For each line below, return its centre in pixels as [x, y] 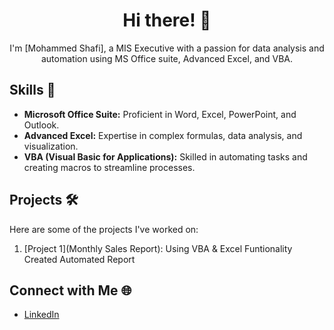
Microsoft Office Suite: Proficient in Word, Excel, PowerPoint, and [160, 114]
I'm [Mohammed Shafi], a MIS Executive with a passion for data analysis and [167, 48]
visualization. [51, 146]
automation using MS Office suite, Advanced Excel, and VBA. [167, 58]
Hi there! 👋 [167, 20]
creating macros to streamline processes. [109, 167]
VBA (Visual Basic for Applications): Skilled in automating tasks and [165, 156]
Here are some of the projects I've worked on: [104, 229]
